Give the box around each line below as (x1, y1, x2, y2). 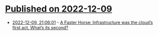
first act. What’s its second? (12, 24, 69, 30)
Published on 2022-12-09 (5, 3, 112, 15)
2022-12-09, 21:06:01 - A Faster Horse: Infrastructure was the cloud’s (12, 19, 153, 25)
